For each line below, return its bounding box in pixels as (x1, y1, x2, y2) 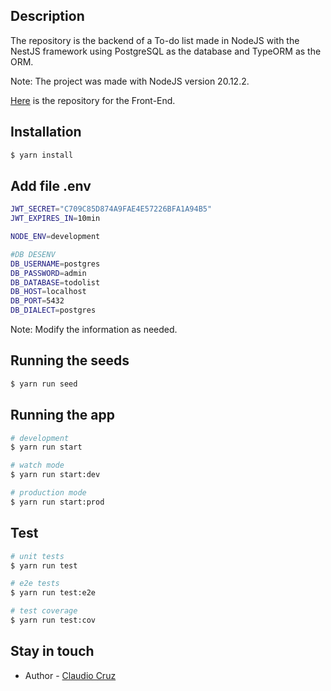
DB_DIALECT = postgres (10, 305, 97, 316)
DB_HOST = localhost (10, 287, 87, 297)
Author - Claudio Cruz (24, 669, 117, 681)
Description (10, 8, 85, 25)
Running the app (10, 407, 115, 424)
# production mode (10, 488, 87, 498)
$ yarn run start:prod (10, 497, 105, 507)
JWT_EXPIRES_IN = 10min (10, 214, 101, 224)
